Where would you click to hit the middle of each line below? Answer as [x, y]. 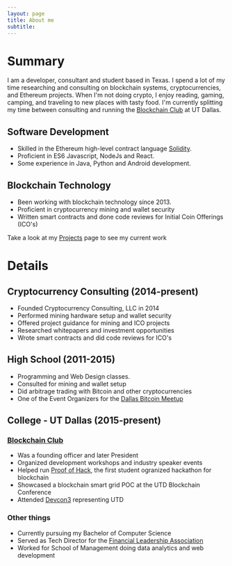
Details [28, 266]
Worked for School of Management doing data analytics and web [110, 548]
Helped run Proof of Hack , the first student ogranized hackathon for [114, 470]
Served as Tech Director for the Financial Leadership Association [110, 540]
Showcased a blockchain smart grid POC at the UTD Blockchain [108, 485]
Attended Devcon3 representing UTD [70, 500]
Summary [36, 61]
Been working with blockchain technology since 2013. [94, 202]
